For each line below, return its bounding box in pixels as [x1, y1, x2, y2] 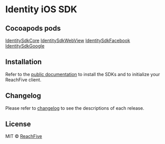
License [5, 120, 31, 129]
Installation [5, 58, 42, 66]
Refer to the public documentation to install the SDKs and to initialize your [5, 71, 160, 77]
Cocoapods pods [5, 24, 61, 33]
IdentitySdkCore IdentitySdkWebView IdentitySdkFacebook [5, 37, 130, 43]
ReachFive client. [5, 77, 42, 83]
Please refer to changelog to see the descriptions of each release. [5, 105, 145, 111]
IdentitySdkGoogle [5, 43, 45, 49]
